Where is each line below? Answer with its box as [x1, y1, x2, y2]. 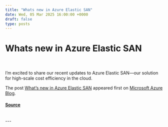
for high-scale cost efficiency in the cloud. [5, 75, 92, 81]
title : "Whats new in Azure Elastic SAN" [5, 7, 93, 12]
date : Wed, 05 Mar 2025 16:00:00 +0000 [5, 12, 88, 17]
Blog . [5, 90, 16, 96]
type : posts [5, 21, 30, 26]
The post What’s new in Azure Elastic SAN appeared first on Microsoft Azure [5, 85, 163, 91]
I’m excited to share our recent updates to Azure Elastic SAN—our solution [5, 70, 158, 76]
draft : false [5, 16, 32, 21]
